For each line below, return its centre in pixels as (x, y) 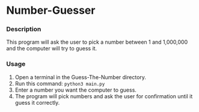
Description (24, 29)
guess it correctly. (37, 102)
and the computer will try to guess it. (52, 49)
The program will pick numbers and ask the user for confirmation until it (104, 96)
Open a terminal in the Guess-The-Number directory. (80, 77)
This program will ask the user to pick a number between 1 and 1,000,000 (97, 42)
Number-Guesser (51, 10)
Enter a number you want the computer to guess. (76, 90)
